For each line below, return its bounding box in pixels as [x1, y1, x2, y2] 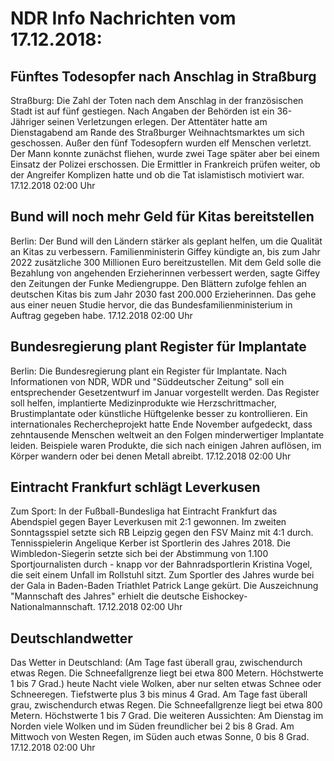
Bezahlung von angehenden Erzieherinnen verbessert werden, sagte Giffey [10, 267, 320, 279]
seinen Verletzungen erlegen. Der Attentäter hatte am [46, 116, 268, 127]
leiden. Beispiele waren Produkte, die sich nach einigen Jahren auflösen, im [10, 439, 322, 451]
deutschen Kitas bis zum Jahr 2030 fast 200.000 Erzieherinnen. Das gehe [10, 288, 317, 300]
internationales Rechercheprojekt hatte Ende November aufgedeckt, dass [10, 418, 313, 430]
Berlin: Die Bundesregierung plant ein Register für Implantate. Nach [10, 365, 288, 377]
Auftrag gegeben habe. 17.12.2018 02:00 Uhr [10, 309, 193, 321]
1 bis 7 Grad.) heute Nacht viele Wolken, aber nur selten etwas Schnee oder [10, 678, 322, 690]
